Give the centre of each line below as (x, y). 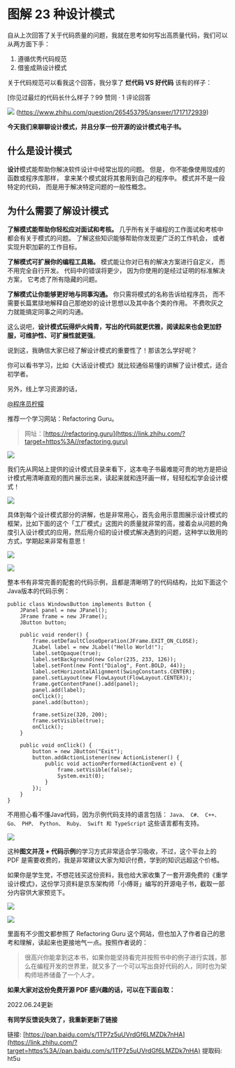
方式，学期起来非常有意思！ (47, 541)
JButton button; (44, 622)
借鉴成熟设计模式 (42, 67)
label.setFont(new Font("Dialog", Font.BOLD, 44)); (109, 665)
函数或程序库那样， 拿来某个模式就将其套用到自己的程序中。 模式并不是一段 (116, 178)
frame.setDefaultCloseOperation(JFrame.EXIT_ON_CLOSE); (115, 641)
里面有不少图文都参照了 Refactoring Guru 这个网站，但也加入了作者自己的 (113, 933)
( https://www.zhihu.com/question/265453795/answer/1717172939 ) (112, 112)
